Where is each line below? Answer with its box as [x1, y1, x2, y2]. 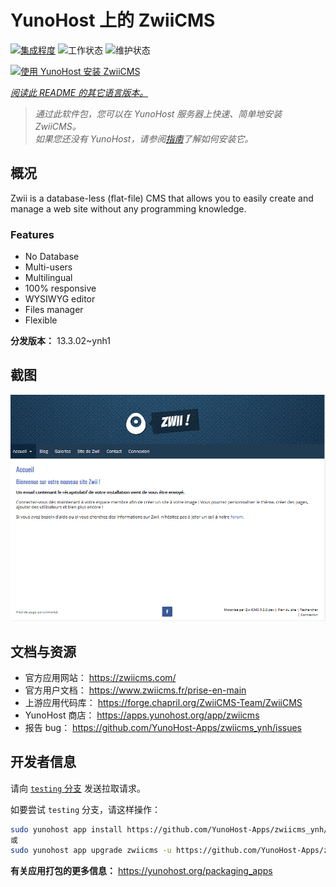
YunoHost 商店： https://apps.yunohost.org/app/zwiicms [24, 709, 260, 721]
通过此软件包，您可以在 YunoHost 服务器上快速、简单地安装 [34, 107, 283, 120]
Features [10, 227, 55, 241]
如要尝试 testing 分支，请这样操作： [10, 803, 161, 815]
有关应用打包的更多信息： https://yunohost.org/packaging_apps [10, 865, 273, 877]
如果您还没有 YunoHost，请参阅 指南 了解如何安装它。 [34, 132, 254, 145]
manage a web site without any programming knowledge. [10, 202, 247, 215]
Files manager [24, 304, 84, 316]
